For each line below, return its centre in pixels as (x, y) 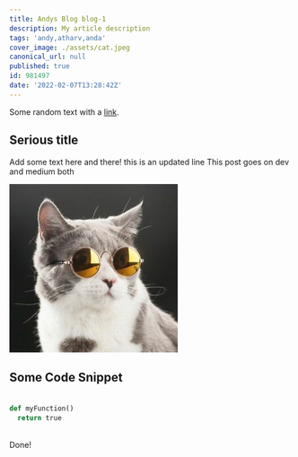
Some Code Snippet (66, 377)
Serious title (44, 141)
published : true (39, 66)
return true (40, 418)
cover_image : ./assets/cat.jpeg (70, 48)
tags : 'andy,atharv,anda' (57, 38)
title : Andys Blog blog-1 (57, 19)
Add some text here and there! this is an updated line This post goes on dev (149, 162)
